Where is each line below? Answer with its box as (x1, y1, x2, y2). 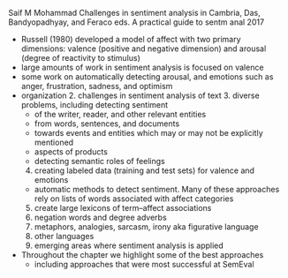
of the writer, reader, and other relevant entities (34, 109, 207, 119)
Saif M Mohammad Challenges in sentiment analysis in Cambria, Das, (8, 8, 261, 18)
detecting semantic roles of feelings (34, 156, 165, 166)
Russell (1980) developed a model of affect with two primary (20, 34, 241, 44)
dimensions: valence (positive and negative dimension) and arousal (20, 43, 267, 54)
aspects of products (34, 147, 108, 157)
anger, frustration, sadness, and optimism (20, 81, 173, 91)
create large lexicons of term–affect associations (34, 203, 212, 213)
